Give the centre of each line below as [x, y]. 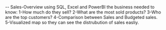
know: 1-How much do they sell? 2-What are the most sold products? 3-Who [83, 12]
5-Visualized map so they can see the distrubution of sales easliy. [72, 22]
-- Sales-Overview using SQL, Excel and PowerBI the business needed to [80, 7]
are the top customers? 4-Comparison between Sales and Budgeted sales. [81, 17]
